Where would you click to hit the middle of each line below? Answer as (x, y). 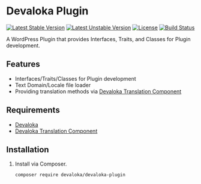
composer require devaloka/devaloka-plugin (70, 175)
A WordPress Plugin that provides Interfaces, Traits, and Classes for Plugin (98, 39)
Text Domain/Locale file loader (53, 85)
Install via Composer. (41, 164)
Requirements (33, 110)
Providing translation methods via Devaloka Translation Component (98, 91)
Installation (28, 150)
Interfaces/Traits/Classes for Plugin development (75, 78)
